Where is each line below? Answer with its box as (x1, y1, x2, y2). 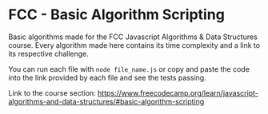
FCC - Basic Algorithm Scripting (8, 6, 226, 24)
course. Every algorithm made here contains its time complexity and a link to (8, 40, 261, 49)
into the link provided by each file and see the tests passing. (8, 73, 206, 82)
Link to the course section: (8, 88, 96, 97)
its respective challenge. (8, 49, 90, 58)
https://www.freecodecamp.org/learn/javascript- (97, 88, 258, 97)
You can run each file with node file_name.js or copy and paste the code (8, 64, 250, 73)
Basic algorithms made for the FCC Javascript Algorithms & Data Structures (8, 32, 258, 41)
